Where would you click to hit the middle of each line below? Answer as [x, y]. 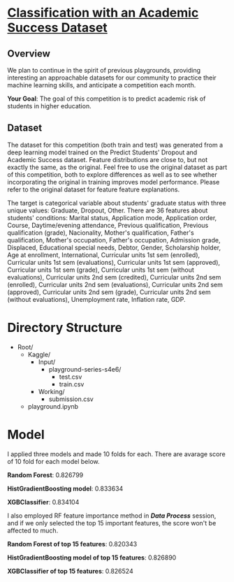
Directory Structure [65, 328]
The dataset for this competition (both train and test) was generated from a [115, 145]
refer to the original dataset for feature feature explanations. [94, 189]
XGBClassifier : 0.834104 [43, 502]
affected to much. [33, 530]
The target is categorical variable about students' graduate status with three [117, 203]
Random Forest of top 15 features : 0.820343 [72, 544]
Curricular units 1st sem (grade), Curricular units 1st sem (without [101, 270]
